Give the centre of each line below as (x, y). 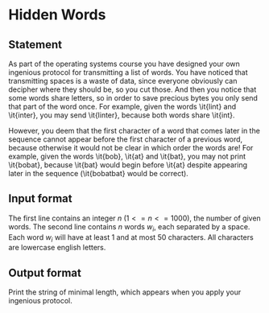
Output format (45, 272)
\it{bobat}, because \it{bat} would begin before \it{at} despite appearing (128, 165)
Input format (40, 199)
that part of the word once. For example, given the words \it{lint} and (122, 107)
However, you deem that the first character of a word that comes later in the (134, 131)
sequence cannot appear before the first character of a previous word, (126, 139)
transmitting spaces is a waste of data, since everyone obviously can (123, 81)
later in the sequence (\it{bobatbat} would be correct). (99, 173)
